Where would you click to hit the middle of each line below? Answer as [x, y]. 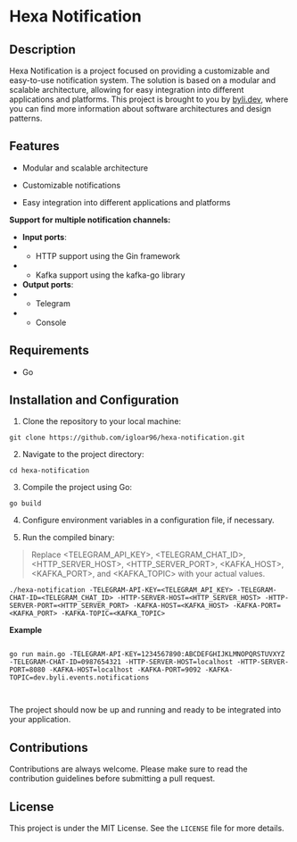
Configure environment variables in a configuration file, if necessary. [148, 521]
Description [42, 50]
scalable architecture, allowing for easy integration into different [127, 90]
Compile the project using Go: [77, 488]
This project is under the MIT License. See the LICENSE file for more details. [147, 829]
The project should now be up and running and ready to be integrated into [145, 710]
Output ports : [48, 284]
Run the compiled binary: [68, 538]
